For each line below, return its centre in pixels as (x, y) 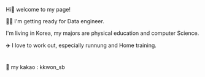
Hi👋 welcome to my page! (38, 9)
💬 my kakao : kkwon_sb (35, 67)
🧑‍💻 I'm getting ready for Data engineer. (55, 21)
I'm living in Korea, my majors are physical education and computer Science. (102, 33)
